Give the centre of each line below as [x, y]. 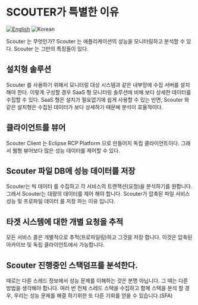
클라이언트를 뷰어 [36, 128]
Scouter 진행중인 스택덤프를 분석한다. [72, 265]
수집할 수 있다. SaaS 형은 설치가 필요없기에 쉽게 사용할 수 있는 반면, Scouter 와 [98, 99]
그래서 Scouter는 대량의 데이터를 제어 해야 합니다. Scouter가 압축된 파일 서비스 [98, 194]
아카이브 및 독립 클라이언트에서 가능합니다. [56, 245]
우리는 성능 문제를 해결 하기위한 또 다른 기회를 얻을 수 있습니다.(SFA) [93, 295]
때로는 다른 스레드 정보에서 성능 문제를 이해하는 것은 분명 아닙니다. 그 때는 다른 [97, 281]
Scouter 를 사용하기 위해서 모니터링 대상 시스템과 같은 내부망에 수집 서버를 [93, 84]
